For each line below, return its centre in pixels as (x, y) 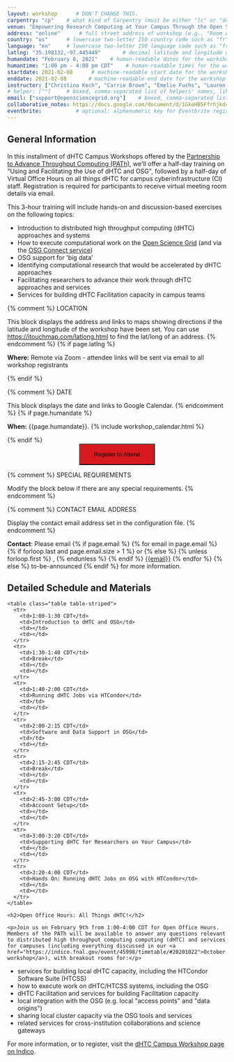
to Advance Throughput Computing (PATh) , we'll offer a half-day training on (116, 163)
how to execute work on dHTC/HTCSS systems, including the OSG (113, 986)
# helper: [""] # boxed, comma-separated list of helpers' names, (112, 91)
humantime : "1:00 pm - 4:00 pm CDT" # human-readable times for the (113, 66)
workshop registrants (38, 364)
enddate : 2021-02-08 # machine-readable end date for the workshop (117, 79)
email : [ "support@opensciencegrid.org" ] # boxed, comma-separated (110, 98)
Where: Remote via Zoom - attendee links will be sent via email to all (106, 357)
